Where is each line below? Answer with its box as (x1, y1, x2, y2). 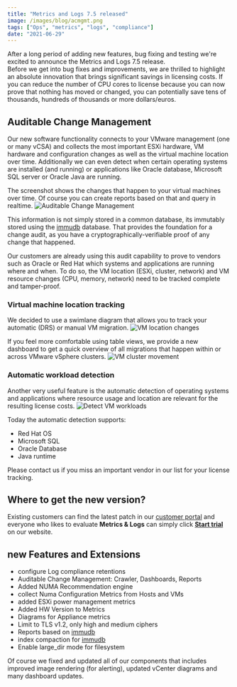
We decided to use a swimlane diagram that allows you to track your (7, 316, 207, 325)
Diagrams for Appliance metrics (17, 613, 111, 622)
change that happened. (7, 238, 76, 246)
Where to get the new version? (7, 494, 146, 506)
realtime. (7, 201, 33, 210)
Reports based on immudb (17, 628, 96, 636)
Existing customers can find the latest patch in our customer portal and (7, 513, 215, 521)
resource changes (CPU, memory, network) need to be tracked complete (7, 275, 221, 283)
